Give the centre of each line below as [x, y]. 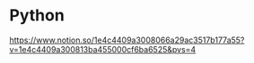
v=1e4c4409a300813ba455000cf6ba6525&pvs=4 [103, 49]
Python [37, 16]
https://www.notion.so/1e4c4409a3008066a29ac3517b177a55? [127, 40]
